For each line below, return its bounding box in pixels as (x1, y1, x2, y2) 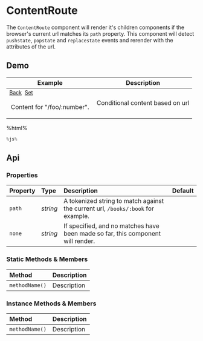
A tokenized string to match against (63, 197, 164, 205)
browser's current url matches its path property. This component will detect (6, 30, 195, 37)
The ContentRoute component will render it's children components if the (6, 24, 185, 31)
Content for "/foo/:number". (11, 102, 89, 111)
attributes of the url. (6, 43, 56, 50)
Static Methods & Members (6, 255, 88, 263)
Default (172, 187, 194, 195)
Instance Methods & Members (6, 299, 97, 308)
